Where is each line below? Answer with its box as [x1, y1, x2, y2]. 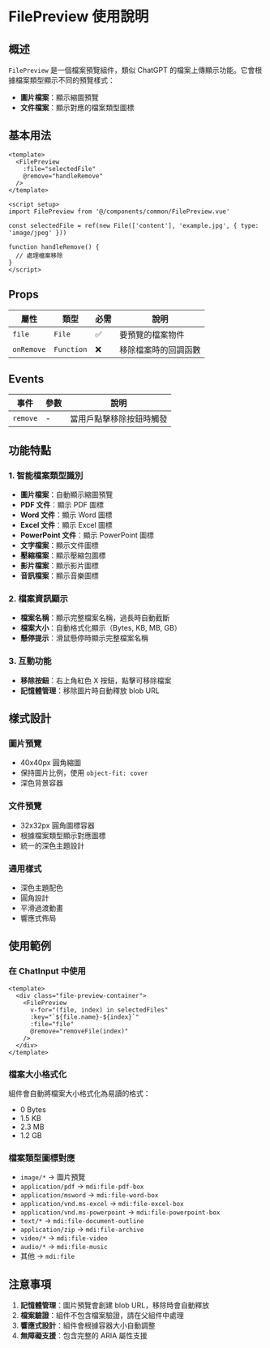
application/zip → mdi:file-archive [19, 1225, 144, 1235]
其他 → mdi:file [19, 1252, 75, 1261]
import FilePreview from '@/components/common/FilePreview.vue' [8, 208, 230, 216]
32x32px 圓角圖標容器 [19, 820, 95, 830]
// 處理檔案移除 [15, 251, 63, 259]
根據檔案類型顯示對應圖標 [19, 830, 106, 840]
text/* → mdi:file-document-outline [19, 1216, 144, 1226]
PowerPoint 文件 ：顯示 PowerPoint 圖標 [19, 530, 154, 540]
